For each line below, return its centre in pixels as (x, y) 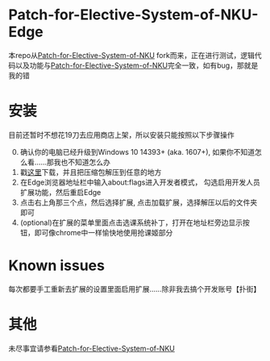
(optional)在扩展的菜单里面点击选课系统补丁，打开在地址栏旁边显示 (131, 222)
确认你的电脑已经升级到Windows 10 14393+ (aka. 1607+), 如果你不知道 (137, 151)
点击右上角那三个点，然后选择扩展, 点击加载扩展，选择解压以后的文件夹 (139, 202)
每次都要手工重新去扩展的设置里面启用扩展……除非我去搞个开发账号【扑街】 (135, 288)
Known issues (56, 266)
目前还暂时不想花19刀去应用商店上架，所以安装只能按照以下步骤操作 (122, 135)
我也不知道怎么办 (82, 162)
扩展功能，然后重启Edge (60, 192)
